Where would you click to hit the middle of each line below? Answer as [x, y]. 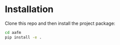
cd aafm [13, 32]
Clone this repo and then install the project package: [60, 23]
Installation [29, 9]
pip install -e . [23, 37]
